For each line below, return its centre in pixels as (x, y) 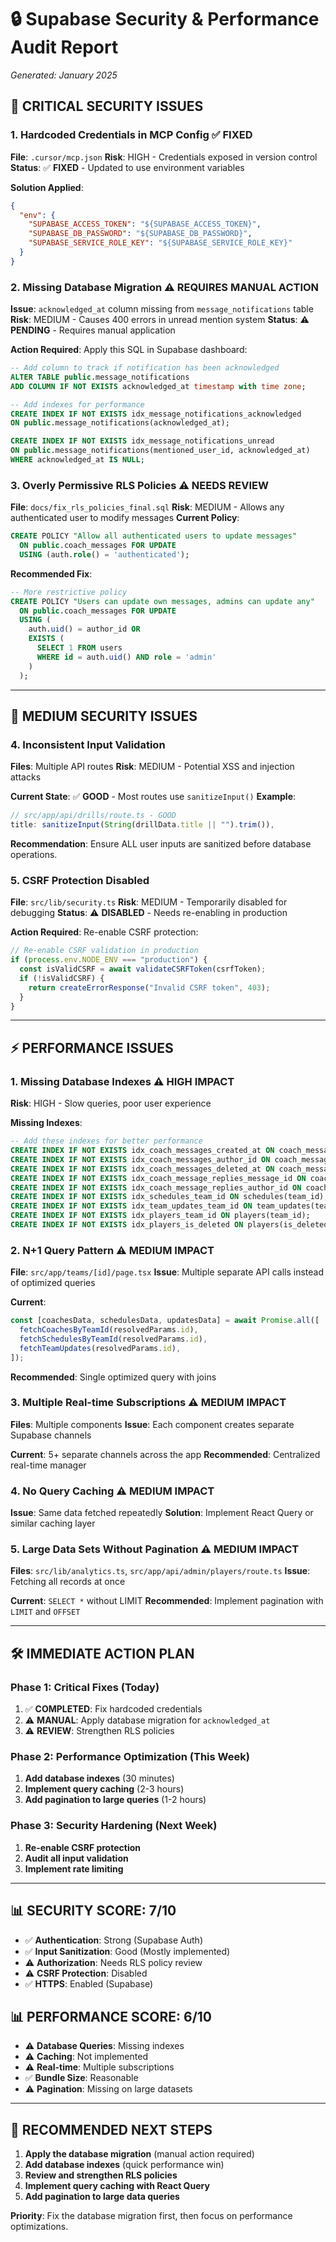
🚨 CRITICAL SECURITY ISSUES (107, 106)
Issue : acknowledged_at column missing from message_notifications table (162, 309)
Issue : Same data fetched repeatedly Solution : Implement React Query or (162, 1513)
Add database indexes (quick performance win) (124, 2165)
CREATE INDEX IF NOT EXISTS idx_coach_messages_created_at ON (142, 1151)
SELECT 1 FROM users (79, 648)
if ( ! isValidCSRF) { (62, 978)
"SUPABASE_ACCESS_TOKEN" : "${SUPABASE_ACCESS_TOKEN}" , (145, 224)
